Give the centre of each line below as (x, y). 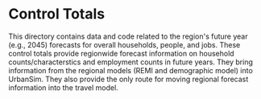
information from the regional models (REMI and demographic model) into (131, 70)
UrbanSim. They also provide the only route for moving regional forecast (128, 79)
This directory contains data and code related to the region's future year (128, 36)
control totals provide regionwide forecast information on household (122, 53)
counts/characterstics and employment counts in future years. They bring (131, 62)
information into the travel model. (63, 87)
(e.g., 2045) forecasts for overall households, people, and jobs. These (124, 44)
